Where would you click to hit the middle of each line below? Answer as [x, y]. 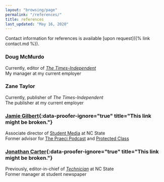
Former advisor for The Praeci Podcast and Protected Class [67, 139]
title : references [24, 19]
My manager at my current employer [43, 73]
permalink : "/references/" [34, 15]
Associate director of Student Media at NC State [55, 133]
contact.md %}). [22, 44]
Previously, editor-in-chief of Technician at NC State [60, 169]
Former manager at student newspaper [46, 174]
